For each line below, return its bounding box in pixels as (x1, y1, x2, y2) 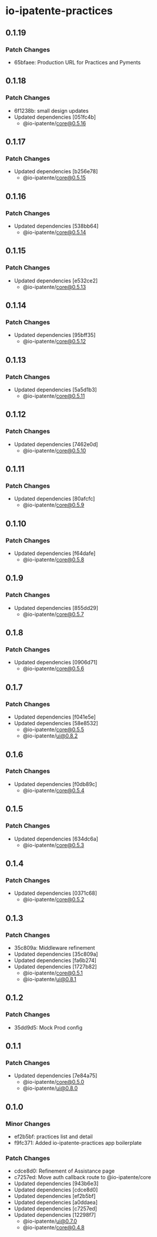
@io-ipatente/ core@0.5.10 (22, 447, 86, 454)
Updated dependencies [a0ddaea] (14, 1199, 98, 1206)
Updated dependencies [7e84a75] (14, 1072, 98, 1079)
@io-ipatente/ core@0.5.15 (22, 174, 86, 181)
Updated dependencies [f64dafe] (14, 550, 96, 557)
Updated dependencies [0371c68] (14, 889, 98, 897)
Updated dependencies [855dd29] (14, 604, 98, 611)
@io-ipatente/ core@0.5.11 (22, 392, 85, 400)
